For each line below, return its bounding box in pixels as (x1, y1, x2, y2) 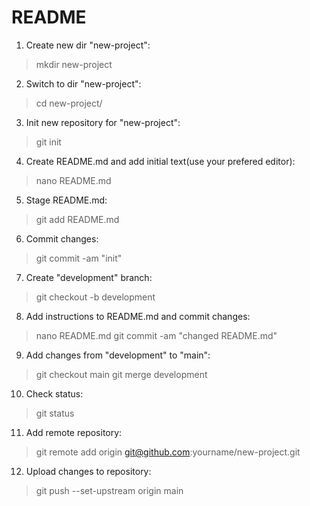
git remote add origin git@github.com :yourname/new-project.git (35, 446, 301, 458)
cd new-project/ (35, 97, 103, 109)
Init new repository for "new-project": (25, 116, 181, 128)
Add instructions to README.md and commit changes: (25, 310, 251, 322)
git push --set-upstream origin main (35, 484, 184, 496)
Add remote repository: (25, 426, 123, 438)
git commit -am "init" (35, 252, 123, 264)
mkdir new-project (35, 58, 113, 70)
